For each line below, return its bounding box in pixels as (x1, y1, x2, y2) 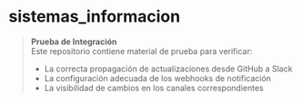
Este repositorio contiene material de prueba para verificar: (30, 45, 253, 56)
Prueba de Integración (30, 36, 117, 47)
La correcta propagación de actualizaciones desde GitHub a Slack (44, 63, 293, 74)
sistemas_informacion (8, 6, 181, 27)
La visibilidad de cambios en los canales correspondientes (44, 82, 265, 93)
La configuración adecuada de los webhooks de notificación (44, 72, 272, 83)
